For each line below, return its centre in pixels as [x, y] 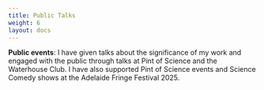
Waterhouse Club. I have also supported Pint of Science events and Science [132, 69]
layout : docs [30, 30]
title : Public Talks [42, 15]
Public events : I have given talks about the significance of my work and [125, 53]
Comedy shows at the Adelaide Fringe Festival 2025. [94, 78]
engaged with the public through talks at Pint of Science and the [113, 61]
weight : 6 [25, 23]
